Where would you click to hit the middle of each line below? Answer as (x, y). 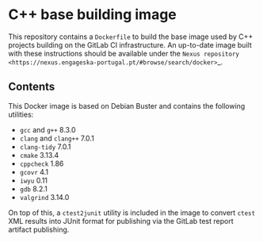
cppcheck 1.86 (42, 163)
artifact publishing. (39, 229)
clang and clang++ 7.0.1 (57, 138)
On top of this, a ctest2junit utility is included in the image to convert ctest (132, 213)
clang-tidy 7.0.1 (45, 146)
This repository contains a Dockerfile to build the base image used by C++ (131, 36)
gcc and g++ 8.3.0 (48, 129)
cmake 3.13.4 (39, 155)
